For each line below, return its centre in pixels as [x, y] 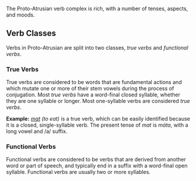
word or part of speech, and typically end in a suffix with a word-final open [97, 166]
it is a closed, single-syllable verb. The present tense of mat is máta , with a [97, 125]
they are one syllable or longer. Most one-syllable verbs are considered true [98, 101]
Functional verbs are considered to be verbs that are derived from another [96, 160]
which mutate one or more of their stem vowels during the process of [90, 89]
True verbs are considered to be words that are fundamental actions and [94, 82]
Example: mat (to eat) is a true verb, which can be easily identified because [98, 119]
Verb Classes [31, 33]
